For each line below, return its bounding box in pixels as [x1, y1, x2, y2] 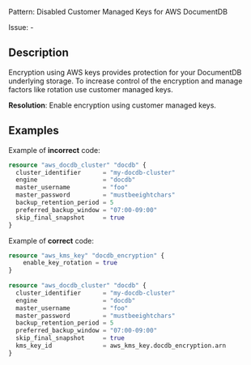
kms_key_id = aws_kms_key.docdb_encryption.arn [15, 342, 227, 350]
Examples [8, 124, 59, 138]
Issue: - [8, 23, 34, 32]
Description [8, 46, 69, 60]
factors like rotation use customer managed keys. [8, 84, 173, 94]
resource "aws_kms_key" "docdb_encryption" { [8, 251, 164, 260]
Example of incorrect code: [8, 145, 101, 155]
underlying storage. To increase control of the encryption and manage [8, 76, 243, 86]
